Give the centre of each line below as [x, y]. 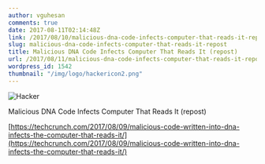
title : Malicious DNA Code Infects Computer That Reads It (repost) [123, 52]
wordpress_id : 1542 [40, 67]
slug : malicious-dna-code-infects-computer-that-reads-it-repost [118, 45]
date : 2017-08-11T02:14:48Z [54, 30]
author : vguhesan [37, 15]
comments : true [33, 23]
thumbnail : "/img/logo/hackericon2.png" [76, 74]
